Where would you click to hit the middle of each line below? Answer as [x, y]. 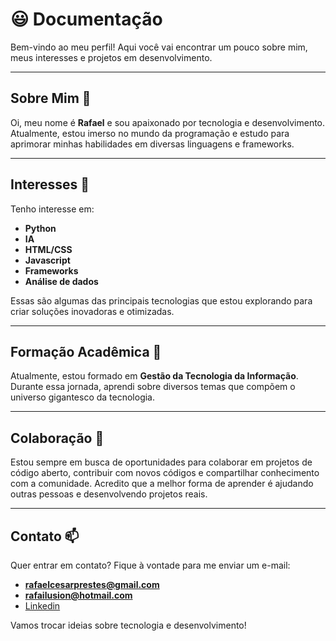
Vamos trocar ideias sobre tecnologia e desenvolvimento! [128, 625]
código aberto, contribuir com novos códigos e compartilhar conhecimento [165, 473]
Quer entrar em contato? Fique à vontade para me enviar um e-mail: [150, 565]
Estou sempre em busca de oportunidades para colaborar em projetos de [161, 462]
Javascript [47, 260]
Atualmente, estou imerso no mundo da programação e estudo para [150, 133]
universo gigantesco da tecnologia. [83, 397]
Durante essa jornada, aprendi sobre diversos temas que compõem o [153, 387]
